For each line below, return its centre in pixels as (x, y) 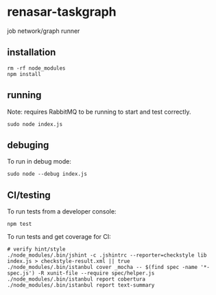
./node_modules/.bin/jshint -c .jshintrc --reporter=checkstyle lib (107, 255)
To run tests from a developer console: (62, 211)
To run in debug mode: (39, 162)
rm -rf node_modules (37, 68)
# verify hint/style (37, 249)
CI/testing (29, 195)
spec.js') (21, 273)
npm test (20, 224)
